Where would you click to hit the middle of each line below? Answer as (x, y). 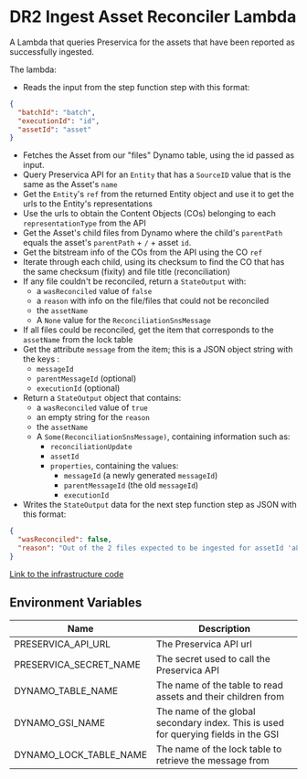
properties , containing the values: (114, 466)
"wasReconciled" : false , (65, 540)
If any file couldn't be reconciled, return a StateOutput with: (134, 281)
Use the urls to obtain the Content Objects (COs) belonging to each (149, 214)
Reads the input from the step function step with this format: (136, 87)
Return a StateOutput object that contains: (102, 398)
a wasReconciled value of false (94, 291)
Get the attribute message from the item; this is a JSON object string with (158, 350)
